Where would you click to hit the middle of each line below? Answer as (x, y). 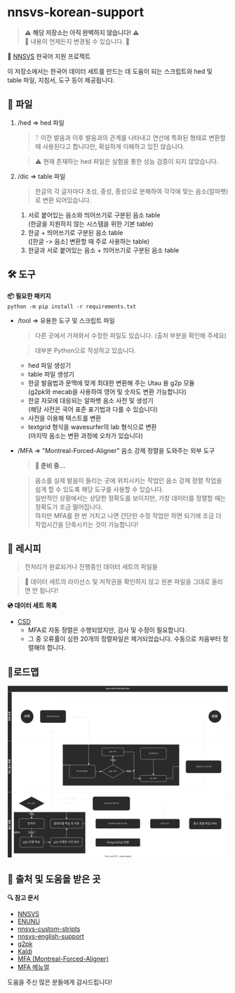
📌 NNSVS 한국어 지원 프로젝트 (49, 56)
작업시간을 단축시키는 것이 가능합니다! (87, 524)
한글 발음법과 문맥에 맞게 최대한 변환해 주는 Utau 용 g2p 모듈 (111, 383)
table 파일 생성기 (51, 374)
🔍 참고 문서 (23, 897)
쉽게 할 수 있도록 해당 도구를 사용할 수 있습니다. (99, 489)
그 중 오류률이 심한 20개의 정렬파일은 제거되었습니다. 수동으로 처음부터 (124, 639)
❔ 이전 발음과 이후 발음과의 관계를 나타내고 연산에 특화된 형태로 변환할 (130, 137)
